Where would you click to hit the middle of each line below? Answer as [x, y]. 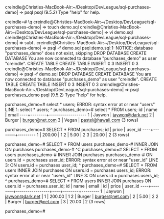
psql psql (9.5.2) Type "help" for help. [62, 12]
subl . [30, 43]
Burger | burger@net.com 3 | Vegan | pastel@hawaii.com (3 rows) [72, 120]
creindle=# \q [19, 22]
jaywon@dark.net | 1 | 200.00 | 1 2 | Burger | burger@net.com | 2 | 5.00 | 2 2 [82, 196]
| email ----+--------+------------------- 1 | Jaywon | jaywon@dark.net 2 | [80, 115]
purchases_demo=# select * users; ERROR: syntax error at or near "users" [80, 104]
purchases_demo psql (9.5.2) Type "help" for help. [56, 95]
